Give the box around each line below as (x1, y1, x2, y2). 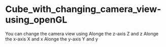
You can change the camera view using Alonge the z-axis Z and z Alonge (5, 30, 159, 36)
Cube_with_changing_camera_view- (5, 3, 161, 15)
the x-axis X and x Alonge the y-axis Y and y (5, 36, 98, 42)
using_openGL (5, 14, 68, 25)
